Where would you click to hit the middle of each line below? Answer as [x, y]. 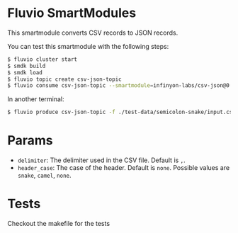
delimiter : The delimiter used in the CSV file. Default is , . [101, 160]
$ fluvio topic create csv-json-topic [64, 79]
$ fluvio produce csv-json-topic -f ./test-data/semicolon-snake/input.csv [121, 112]
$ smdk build [27, 66]
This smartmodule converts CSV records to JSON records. [93, 33]
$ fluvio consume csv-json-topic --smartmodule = [80, 86]
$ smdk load [25, 72]
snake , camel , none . [45, 176]
